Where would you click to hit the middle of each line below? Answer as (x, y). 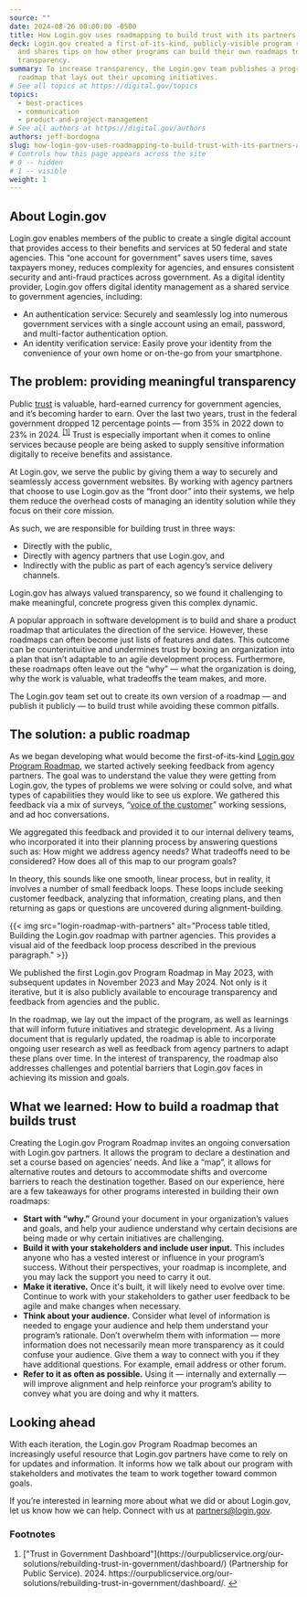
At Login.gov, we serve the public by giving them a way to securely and (144, 471)
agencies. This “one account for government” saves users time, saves (141, 258)
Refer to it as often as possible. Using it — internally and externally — (154, 1374)
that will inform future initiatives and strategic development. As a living (142, 1030)
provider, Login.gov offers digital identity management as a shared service (149, 287)
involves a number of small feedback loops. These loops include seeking (146, 889)
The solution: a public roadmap (100, 734)
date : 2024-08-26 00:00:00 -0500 (73, 26)
